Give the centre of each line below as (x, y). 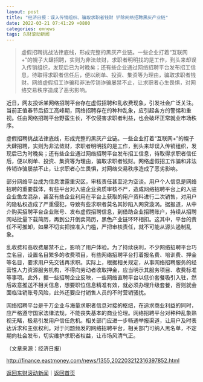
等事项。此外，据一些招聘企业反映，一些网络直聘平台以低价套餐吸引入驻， (99, 277)
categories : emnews (31, 29)
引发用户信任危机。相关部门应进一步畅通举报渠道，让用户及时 (114, 320)
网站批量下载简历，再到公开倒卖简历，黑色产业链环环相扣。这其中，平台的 (99, 219)
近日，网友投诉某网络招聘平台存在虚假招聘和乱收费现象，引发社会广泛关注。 (101, 103)
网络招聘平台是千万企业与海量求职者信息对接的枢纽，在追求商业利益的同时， (101, 305)
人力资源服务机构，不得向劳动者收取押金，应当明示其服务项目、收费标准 (107, 270)
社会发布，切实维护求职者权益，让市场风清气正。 (78, 335)
